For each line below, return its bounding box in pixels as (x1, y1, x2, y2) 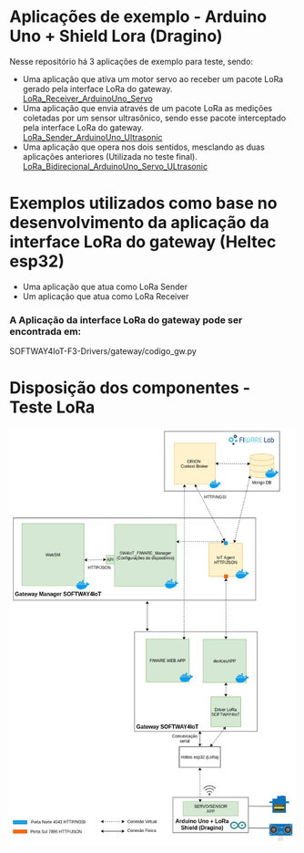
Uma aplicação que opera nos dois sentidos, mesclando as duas (22, 141, 266, 152)
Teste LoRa (9, 397, 96, 418)
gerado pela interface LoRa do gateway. (22, 83, 173, 94)
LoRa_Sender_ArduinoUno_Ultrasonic (22, 131, 163, 142)
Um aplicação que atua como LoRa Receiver (22, 290, 189, 302)
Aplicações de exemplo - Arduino (9, 6, 268, 27)
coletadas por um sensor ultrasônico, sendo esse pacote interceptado (22, 112, 287, 123)
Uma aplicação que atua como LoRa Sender (22, 281, 188, 292)
